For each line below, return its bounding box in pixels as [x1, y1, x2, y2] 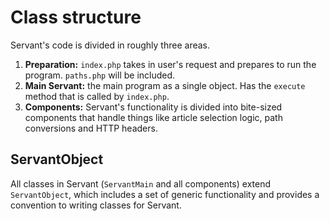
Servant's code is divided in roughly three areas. [10, 39, 210, 51]
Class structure [10, 6, 142, 29]
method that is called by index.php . [24, 90, 170, 102]
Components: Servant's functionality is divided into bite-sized [24, 101, 283, 113]
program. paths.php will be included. [24, 69, 176, 81]
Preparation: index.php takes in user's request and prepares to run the [24, 58, 317, 70]
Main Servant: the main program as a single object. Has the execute [24, 79, 306, 91]
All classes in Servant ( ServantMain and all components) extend [10, 177, 272, 190]
